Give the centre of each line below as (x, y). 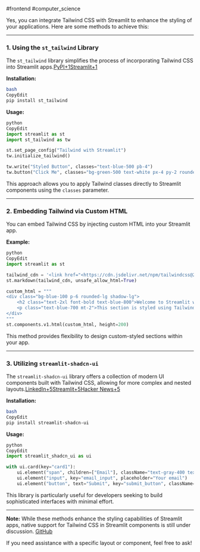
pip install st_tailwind (37, 101)
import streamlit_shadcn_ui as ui (49, 456)
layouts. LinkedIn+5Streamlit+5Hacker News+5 (63, 389)
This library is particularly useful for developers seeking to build (84, 495)
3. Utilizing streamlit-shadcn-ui (52, 363)
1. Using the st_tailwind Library (53, 47)
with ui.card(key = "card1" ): (41, 467)
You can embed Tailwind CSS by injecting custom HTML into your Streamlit (98, 224)
